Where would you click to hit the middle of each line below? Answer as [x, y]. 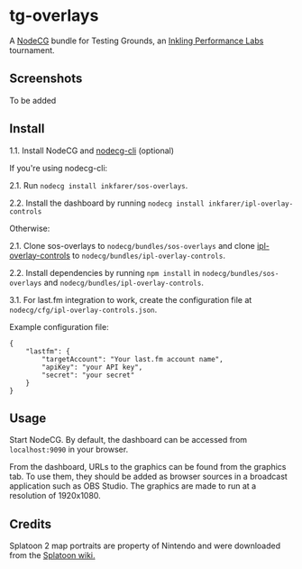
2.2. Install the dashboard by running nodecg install [107, 203]
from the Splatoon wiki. [52, 555]
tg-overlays [54, 16]
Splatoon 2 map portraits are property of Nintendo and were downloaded [145, 546]
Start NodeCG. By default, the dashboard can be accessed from [128, 440]
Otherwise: [30, 228]
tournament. [32, 50]
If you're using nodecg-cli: [59, 168]
